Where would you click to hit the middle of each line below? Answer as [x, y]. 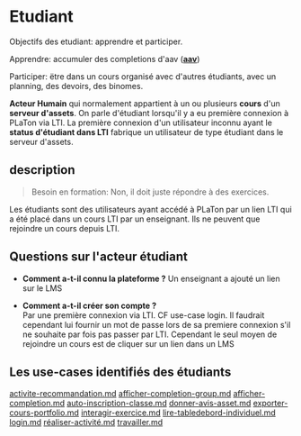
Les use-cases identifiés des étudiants [120, 372]
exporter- [270, 404]
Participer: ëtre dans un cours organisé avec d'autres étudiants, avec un [143, 76]
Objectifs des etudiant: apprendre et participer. [96, 41]
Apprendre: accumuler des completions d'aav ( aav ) [105, 59]
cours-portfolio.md [44, 413]
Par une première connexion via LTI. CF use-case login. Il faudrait [143, 315]
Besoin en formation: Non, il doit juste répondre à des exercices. [150, 192]
